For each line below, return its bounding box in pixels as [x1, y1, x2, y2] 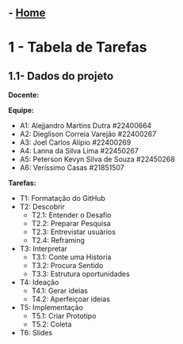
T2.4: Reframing [31, 236, 86, 245]
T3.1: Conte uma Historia [31, 252, 112, 262]
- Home [8, 6, 46, 20]
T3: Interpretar [19, 244, 68, 254]
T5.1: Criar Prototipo [31, 312, 97, 321]
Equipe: [8, 106, 34, 115]
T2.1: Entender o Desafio [31, 210, 112, 220]
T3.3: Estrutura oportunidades [31, 269, 131, 279]
